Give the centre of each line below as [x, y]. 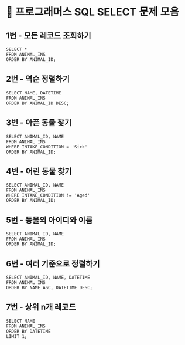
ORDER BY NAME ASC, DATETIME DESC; [49, 288]
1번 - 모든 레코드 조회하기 [49, 35]
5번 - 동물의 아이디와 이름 [49, 220]
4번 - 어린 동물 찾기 [39, 172]
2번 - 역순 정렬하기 [38, 79]
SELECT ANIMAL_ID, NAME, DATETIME [48, 278]
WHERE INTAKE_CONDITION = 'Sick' [47, 147]
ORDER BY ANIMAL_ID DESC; [37, 103]
